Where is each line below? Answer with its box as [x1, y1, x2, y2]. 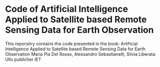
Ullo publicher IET [5, 56, 41, 62]
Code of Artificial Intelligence [5, 3, 128, 15]
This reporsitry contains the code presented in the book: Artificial [5, 40, 138, 46]
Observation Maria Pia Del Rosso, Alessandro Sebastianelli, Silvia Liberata [5, 51, 156, 57]
